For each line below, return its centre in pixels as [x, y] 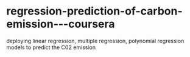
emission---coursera [61, 24]
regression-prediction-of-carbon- [94, 11]
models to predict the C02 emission [51, 47]
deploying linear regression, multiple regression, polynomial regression [95, 41]
